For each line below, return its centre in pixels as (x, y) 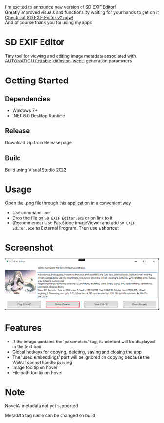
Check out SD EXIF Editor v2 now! (39, 17)
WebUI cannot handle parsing (42, 362)
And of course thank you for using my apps (49, 22)
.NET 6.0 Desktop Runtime (39, 115)
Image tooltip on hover (35, 367)
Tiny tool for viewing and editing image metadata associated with (71, 56)
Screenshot (29, 248)
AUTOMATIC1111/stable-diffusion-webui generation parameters (69, 61)
